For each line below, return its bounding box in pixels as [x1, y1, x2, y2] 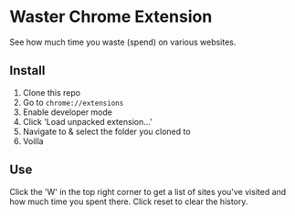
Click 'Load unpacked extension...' [22, 116, 153, 127]
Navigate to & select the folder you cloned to [22, 126, 191, 137]
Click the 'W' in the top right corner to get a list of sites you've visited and [9, 186, 287, 197]
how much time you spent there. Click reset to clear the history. [9, 196, 248, 207]
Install [9, 63, 46, 78]
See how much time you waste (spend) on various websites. [9, 36, 237, 47]
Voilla [22, 135, 44, 147]
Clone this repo [22, 87, 80, 98]
